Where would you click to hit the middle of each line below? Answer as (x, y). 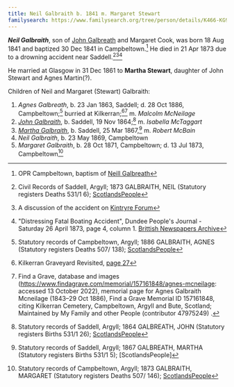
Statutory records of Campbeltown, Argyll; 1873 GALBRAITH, (105, 368)
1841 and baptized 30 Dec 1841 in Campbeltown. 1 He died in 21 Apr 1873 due (117, 48)
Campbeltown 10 (41, 153)
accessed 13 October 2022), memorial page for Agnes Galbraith (109, 291)
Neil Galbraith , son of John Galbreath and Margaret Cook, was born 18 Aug (116, 40)
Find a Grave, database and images (69, 277)
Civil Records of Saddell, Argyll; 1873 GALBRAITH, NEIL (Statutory (112, 187)
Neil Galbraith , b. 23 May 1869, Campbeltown (83, 138)
